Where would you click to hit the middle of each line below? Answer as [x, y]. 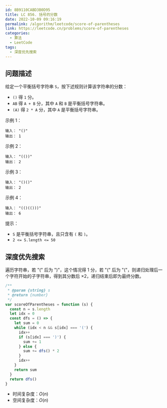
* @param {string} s [29, 290]
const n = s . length [30, 309]
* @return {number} [28, 295]
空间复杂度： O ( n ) [30, 400]
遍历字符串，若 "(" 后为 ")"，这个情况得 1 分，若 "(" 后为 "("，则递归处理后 [82, 270]
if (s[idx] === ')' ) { [42, 337]
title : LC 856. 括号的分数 [31, 15]
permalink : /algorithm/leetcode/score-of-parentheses [63, 24]
